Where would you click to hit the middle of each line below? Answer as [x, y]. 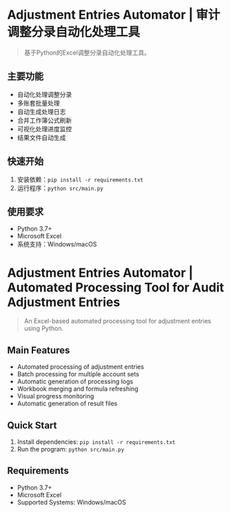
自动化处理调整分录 [44, 94]
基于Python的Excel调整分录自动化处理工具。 [87, 52]
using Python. [44, 329]
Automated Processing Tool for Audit [115, 287]
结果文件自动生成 [41, 137]
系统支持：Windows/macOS [57, 244]
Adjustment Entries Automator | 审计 [114, 15]
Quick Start [32, 425]
